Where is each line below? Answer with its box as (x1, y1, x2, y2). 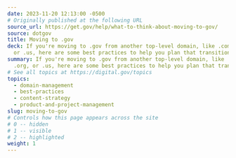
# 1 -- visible (7, 127, 52, 134)
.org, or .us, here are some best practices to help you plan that (13, 62, 216, 69)
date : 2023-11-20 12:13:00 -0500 (7, 10, 105, 17)
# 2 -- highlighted (7, 134, 65, 141)
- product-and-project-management (13, 101, 114, 108)
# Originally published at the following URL (7, 17, 143, 24)
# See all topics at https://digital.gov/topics (7, 69, 152, 76)
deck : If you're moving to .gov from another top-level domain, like (7, 43, 216, 50)
